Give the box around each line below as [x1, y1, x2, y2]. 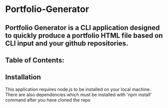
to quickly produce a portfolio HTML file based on [5, 31, 163, 39]
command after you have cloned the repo [5, 96, 91, 103]
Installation [5, 73, 41, 81]
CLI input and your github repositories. [5, 39, 129, 47]
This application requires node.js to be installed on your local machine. [5, 86, 151, 92]
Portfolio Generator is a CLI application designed [5, 23, 160, 32]
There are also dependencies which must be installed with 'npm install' [5, 91, 152, 97]
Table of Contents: [5, 56, 65, 64]
